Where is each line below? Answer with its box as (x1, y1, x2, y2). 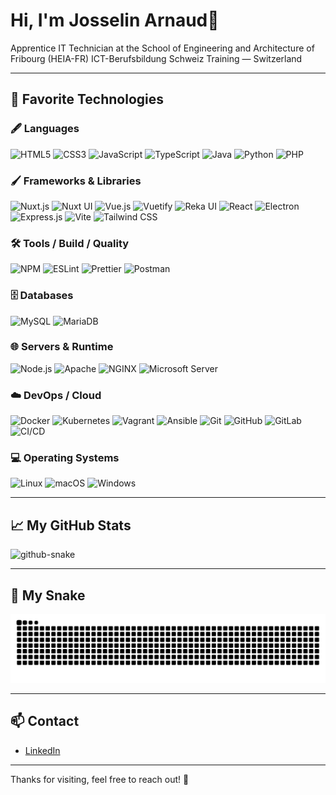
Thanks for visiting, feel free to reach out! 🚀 (10, 773, 190, 785)
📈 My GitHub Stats (10, 517, 132, 534)
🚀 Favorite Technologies (10, 91, 165, 108)
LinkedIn (24, 744, 61, 756)
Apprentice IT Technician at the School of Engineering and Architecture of (10, 42, 315, 54)
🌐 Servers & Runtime (10, 340, 114, 354)
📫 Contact (10, 713, 80, 730)
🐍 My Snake (10, 587, 86, 604)
